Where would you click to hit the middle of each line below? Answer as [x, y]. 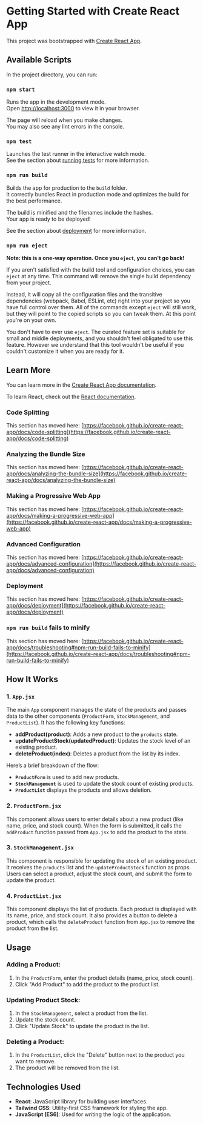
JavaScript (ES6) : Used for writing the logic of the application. [93, 1114]
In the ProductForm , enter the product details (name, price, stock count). [105, 978]
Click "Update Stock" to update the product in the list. [82, 1026]
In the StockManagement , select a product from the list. [82, 1013]
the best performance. [34, 201]
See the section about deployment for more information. [76, 230]
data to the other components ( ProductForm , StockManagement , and [88, 716]
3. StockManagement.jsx [40, 848]
